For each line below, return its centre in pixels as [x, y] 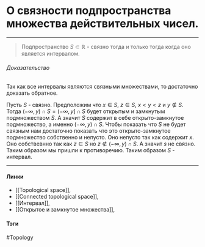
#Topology [20, 237]
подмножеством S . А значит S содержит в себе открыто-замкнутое [95, 118]
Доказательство [28, 67]
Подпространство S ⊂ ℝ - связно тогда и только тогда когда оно [106, 46]
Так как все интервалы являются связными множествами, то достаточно [102, 87]
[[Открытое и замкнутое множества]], [65, 210]
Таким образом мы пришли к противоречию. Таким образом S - [91, 150]
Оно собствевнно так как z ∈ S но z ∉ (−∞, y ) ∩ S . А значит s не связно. [101, 144]
